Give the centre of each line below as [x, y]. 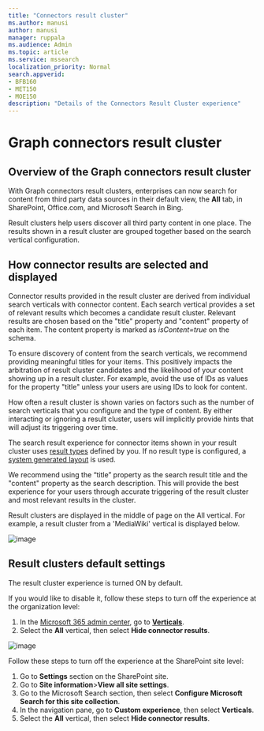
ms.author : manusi [38, 23]
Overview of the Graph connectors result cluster [130, 172]
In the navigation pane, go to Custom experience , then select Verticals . [137, 710]
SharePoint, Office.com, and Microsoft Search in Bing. [96, 208]
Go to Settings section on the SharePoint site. [94, 676]
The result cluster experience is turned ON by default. [96, 582]
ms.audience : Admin [40, 45]
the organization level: [44, 606]
